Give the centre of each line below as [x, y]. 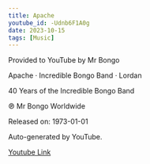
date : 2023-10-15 [37, 30]
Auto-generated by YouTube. [55, 137]
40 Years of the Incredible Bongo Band [71, 91]
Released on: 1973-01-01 [48, 122]
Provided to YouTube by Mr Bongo [64, 60]
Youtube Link [30, 152]
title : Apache [32, 15]
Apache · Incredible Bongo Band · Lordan [75, 75]
